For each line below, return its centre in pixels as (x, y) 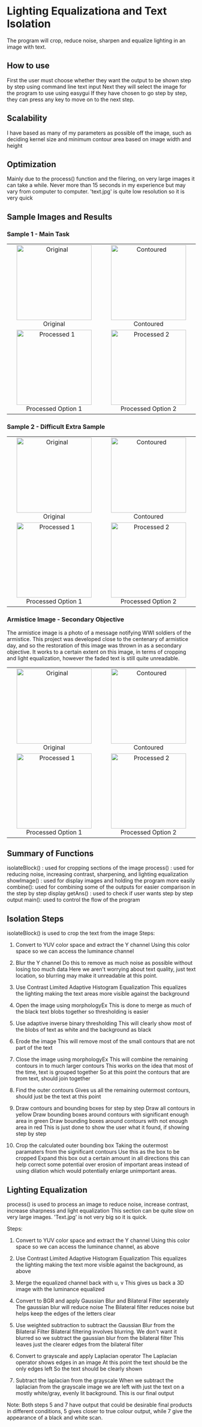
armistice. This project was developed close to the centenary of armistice (98, 639)
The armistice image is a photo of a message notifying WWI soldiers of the (99, 633)
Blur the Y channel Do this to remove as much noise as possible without (104, 963)
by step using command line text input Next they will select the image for (97, 87)
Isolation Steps (35, 918)
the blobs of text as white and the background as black (83, 1030)
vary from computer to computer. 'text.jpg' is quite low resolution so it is (96, 192)
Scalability (27, 118)
